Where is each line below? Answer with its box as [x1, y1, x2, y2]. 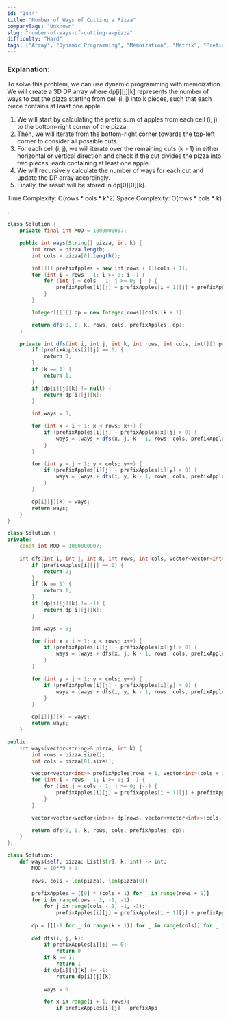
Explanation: [7, 65, 50, 74]
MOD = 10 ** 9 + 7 [31, 864, 78, 872]
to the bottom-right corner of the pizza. [16, 123, 129, 131]
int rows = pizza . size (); [31, 751, 106, 759]
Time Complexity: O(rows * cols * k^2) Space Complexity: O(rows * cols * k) [7, 194, 222, 203]
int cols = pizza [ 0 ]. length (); [31, 252, 121, 259]
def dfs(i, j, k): [31, 935, 84, 942]
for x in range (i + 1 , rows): [43, 998, 130, 1006]
